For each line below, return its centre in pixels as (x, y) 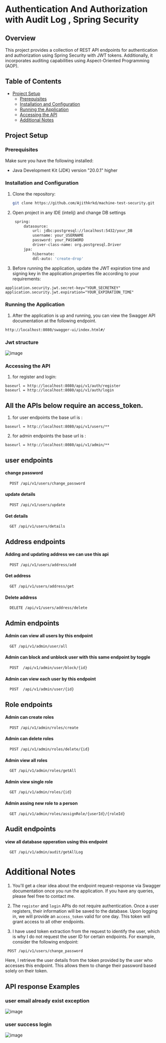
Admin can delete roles (29, 739)
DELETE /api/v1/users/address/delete (49, 608)
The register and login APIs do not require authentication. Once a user (85, 906)
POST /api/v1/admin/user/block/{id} (49, 668)
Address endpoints (35, 541)
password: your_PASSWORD (58, 240)
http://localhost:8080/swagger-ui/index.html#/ (55, 330)
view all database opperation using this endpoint (56, 842)
